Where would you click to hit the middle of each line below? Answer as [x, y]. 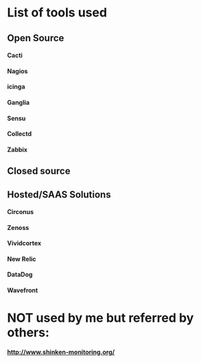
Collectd [20, 134]
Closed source [39, 171]
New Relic [22, 259]
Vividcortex [24, 243]
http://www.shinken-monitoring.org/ [61, 352]
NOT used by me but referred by [100, 318]
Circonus [21, 212]
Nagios [17, 71]
